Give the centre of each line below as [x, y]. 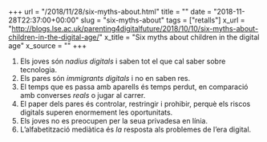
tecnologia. [38, 70]
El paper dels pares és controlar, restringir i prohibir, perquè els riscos [135, 104]
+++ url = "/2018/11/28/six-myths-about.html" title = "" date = [110, 12]
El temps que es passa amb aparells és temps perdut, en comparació [134, 87]
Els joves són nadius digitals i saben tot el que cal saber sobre [123, 61]
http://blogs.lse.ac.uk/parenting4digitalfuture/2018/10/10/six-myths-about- [135, 28]
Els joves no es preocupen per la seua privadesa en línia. [114, 121]
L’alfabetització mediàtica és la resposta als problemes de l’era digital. [136, 129]
